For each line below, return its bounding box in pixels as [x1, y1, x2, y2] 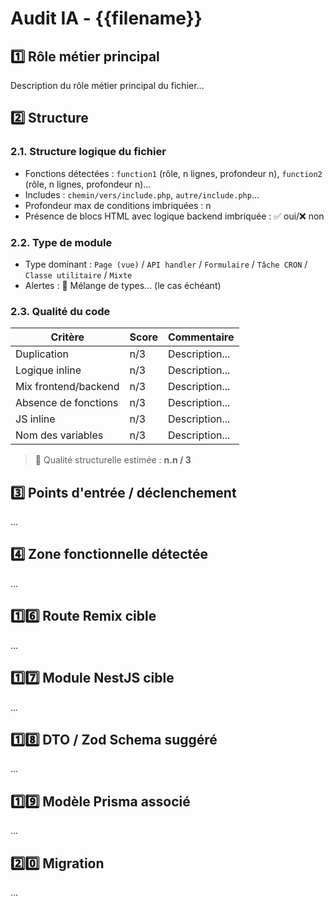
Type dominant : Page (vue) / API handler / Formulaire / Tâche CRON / [24, 258, 308, 270]
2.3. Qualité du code [10, 304, 111, 318]
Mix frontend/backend [15, 380, 120, 394]
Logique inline [15, 363, 82, 377]
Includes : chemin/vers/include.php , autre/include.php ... [24, 188, 260, 201]
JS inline [15, 412, 56, 426]
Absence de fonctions [15, 396, 119, 410]
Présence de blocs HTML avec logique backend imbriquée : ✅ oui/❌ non [24, 210, 325, 222]
